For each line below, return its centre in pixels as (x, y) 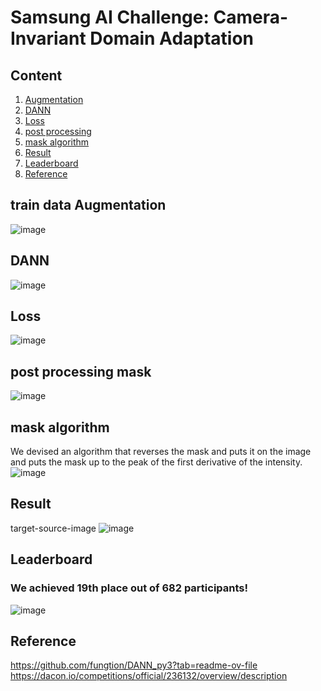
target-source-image (53, 528)
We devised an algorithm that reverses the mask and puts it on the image (161, 452)
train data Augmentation (88, 205)
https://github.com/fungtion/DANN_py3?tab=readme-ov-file (134, 665)
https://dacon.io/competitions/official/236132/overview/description (149, 676)
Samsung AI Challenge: (110, 17)
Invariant (48, 38)
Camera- (251, 17)
